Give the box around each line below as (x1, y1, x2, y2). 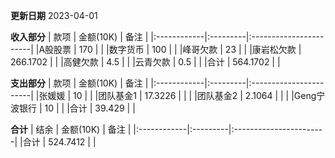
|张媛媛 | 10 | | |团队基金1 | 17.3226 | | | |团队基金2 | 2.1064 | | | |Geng (35, 90, 317, 101)
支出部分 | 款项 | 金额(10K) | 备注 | (10, 77, 149, 89)
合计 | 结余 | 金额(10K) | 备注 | (10, 124, 132, 135)
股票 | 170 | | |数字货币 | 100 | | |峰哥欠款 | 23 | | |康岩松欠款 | (53, 44, 302, 55)
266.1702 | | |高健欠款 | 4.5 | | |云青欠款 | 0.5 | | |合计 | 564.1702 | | (10, 56, 281, 68)
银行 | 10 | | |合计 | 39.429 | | (18, 102, 136, 114)
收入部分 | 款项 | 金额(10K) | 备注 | (10, 31, 149, 43)
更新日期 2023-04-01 (10, 10, 98, 21)
